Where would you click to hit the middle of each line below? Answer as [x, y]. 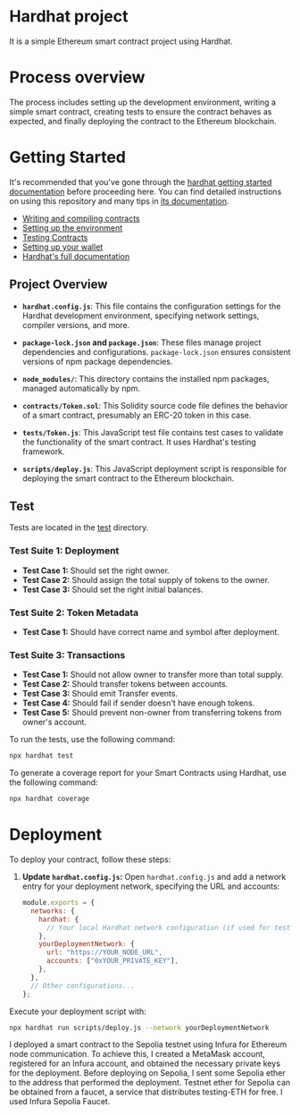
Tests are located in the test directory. [79, 528]
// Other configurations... [83, 985]
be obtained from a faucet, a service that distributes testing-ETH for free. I [146, 1092]
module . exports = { [58, 903]
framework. [43, 451]
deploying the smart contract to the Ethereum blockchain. [128, 478]
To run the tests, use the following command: [92, 739]
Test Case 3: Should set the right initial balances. [112, 589]
